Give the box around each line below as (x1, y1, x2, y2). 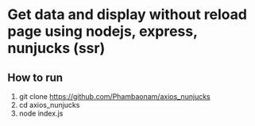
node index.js (18, 109, 64, 118)
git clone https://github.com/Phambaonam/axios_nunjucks (18, 92, 211, 101)
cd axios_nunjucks (18, 101, 80, 109)
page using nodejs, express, (7, 22, 198, 40)
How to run (7, 71, 64, 84)
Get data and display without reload (7, 6, 248, 24)
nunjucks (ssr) (7, 40, 106, 57)
